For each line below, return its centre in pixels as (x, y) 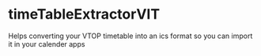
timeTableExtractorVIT (84, 14)
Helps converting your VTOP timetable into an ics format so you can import (130, 36)
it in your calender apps (47, 44)
